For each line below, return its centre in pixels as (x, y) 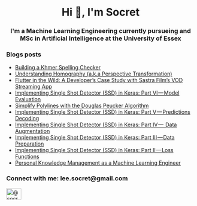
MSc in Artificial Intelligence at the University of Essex (101, 38)
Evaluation (28, 99)
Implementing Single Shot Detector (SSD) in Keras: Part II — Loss (94, 150)
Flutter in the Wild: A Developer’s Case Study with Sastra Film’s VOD (99, 80)
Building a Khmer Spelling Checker (58, 68)
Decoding (27, 119)
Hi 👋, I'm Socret (101, 12)
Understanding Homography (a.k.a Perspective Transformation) (93, 74)
